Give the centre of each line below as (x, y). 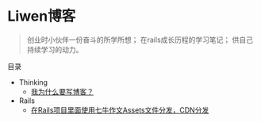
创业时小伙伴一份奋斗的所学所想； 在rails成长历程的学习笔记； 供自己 (140, 40)
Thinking (33, 82)
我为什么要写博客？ (62, 91)
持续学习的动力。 (55, 49)
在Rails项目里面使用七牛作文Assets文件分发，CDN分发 (120, 110)
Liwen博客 (42, 16)
